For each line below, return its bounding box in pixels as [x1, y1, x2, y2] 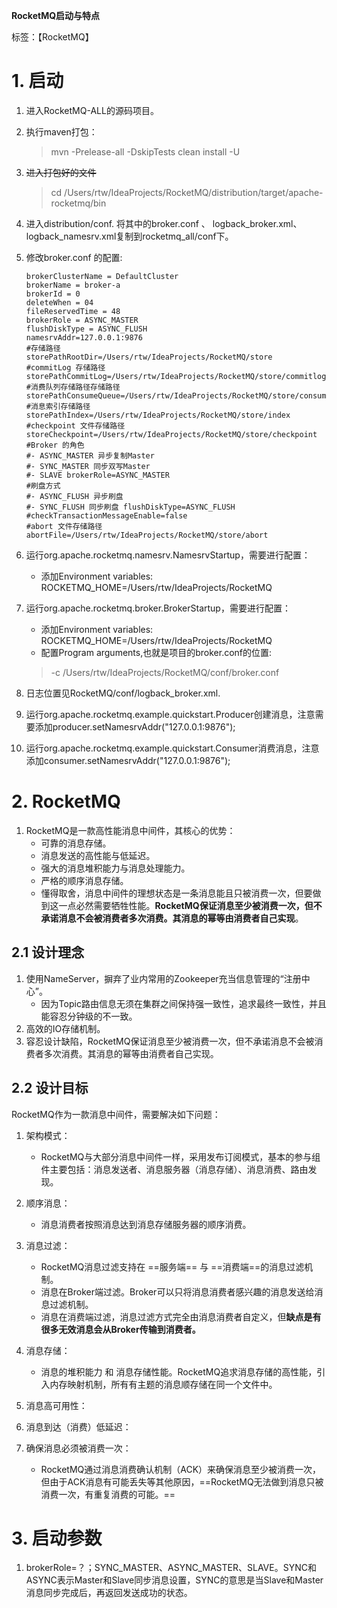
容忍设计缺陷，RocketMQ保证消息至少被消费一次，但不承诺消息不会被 [25, 1035, 315, 1047]
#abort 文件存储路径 [25, 521, 103, 531]
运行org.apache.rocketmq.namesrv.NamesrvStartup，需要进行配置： [25, 549, 311, 561]
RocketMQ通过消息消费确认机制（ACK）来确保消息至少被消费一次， [40, 1463, 322, 1475]
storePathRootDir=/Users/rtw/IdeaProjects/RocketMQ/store [25, 352, 273, 362]
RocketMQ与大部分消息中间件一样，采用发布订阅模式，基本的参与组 [40, 1150, 321, 1163]
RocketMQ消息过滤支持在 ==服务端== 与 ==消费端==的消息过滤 [40, 1260, 305, 1273]
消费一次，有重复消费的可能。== [40, 1488, 176, 1500]
